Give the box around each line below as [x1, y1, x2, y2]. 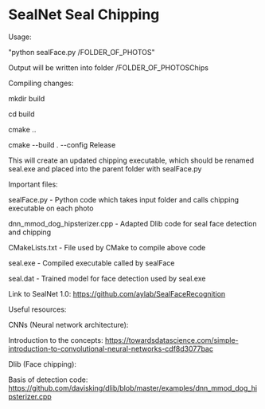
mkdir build [8, 93, 45, 103]
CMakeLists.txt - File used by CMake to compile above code [8, 242, 206, 252]
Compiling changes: [8, 78, 74, 88]
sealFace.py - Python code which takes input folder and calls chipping [8, 195, 239, 204]
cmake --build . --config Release [8, 140, 116, 149]
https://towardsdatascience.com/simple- [104, 335, 239, 344]
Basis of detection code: [8, 375, 88, 384]
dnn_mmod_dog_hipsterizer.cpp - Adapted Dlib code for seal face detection [8, 218, 257, 228]
